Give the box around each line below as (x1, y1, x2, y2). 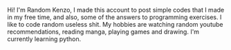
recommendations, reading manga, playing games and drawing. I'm (7, 27, 199, 36)
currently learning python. (7, 35, 82, 43)
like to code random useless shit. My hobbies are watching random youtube (7, 21, 223, 28)
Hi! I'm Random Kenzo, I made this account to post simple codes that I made (7, 6, 225, 14)
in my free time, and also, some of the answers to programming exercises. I (7, 13, 222, 21)
